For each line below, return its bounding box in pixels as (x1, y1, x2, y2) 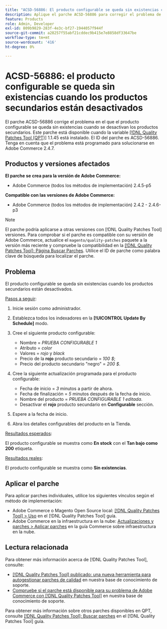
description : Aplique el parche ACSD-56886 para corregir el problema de (5, 12, 162, 17)
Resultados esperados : (5, 430, 52, 437)
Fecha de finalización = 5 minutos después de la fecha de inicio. (19, 391, 152, 397)
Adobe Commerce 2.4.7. (5, 145, 55, 151)
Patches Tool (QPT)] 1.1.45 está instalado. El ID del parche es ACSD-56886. (5, 134, 159, 140)
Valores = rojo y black (19, 350, 65, 356)
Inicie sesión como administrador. (12, 306, 82, 312)
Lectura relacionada (5, 543, 69, 552)
